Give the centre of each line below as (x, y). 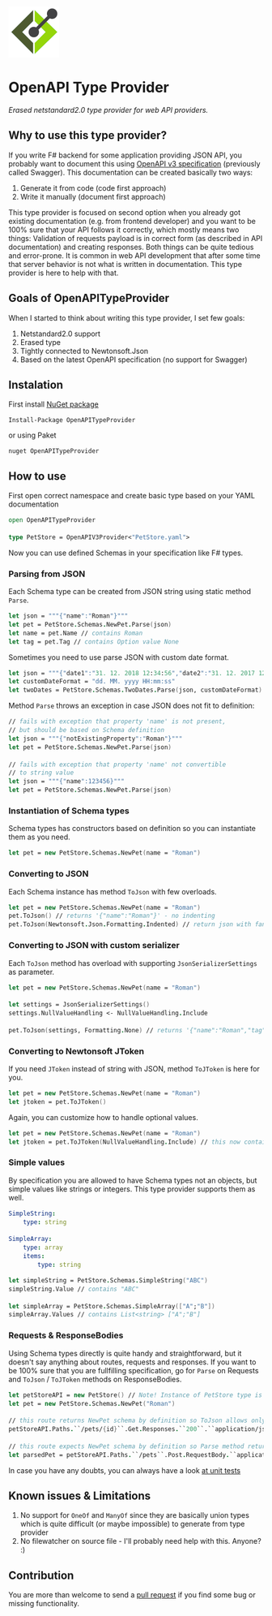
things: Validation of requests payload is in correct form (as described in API (136, 238)
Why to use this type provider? (88, 136)
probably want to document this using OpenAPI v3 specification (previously (134, 163)
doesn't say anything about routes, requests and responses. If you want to (132, 1362)
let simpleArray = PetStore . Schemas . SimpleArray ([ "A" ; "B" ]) (112, 1306)
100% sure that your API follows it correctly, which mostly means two (124, 230)
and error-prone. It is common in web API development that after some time (134, 255)
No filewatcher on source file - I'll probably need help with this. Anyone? (140, 1541)
